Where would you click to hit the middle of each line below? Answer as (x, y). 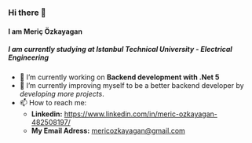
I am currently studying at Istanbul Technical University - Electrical (121, 49)
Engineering (29, 57)
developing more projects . (62, 94)
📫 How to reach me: (53, 103)
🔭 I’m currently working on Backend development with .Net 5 (119, 77)
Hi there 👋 (27, 13)
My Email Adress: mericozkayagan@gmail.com (108, 131)
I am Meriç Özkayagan (45, 31)
